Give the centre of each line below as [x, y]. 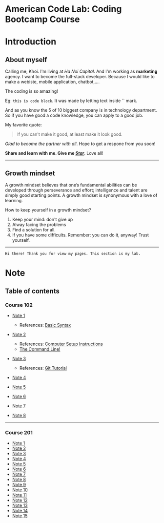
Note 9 [19, 485]
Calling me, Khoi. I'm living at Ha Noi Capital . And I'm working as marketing [81, 71]
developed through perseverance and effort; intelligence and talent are [76, 190]
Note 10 [20, 490]
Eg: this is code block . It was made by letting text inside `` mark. [71, 101]
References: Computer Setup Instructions [61, 344]
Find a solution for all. [34, 230]
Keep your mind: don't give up [42, 219]
